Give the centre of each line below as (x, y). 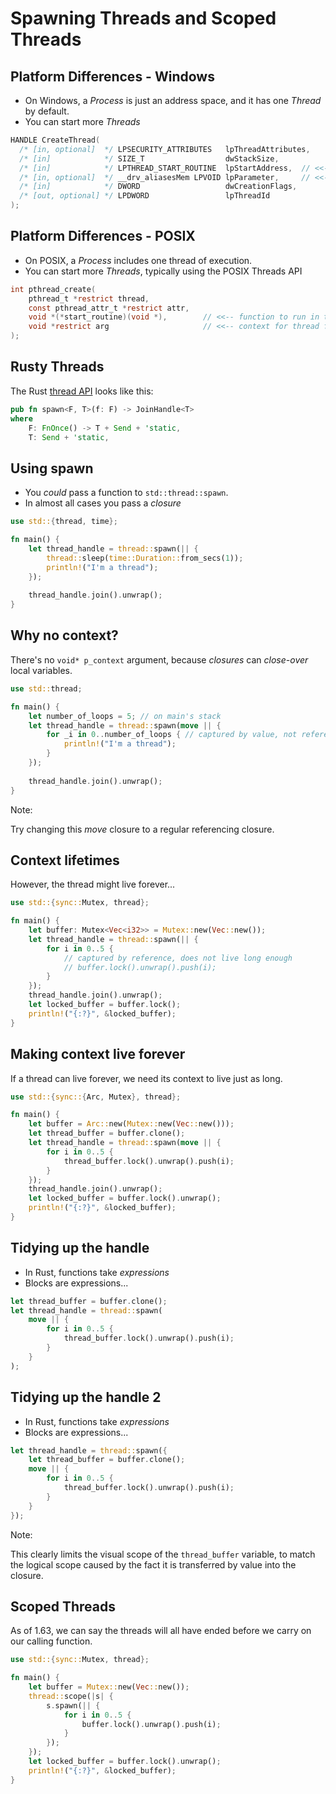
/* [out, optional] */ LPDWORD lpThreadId (145, 196)
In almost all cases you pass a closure (103, 503)
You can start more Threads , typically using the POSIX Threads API (163, 271)
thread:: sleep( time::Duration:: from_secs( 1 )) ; (145, 558)
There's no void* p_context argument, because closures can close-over (159, 659)
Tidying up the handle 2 (86, 1397)
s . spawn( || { (73, 1705)
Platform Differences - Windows (112, 76)
